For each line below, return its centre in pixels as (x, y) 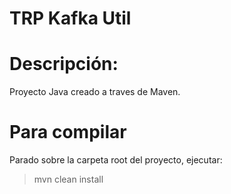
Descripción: (64, 64)
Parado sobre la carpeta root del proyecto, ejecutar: (116, 160)
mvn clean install (68, 179)
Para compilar (68, 132)
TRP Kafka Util (70, 18)
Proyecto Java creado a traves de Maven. (95, 92)
